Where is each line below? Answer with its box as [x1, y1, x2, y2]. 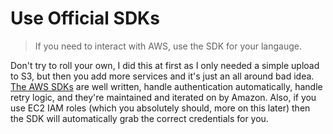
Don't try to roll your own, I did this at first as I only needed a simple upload [10, 59, 320, 71]
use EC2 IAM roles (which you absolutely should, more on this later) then [10, 102, 311, 114]
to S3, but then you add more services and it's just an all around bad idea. [10, 70, 315, 82]
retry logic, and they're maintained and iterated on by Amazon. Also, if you [10, 91, 317, 103]
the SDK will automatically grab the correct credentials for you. [10, 112, 269, 124]
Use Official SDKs [10, 7, 160, 30]
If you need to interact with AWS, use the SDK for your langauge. [34, 40, 302, 52]
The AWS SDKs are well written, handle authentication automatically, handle [10, 80, 323, 92]
